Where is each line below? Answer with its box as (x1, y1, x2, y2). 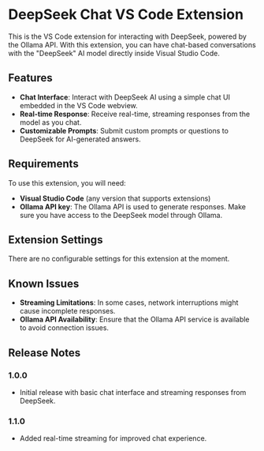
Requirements (8, 157, 79, 171)
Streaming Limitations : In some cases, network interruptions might (19, 298, 239, 307)
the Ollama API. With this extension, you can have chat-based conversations (8, 39, 256, 49)
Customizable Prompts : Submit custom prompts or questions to (19, 126, 229, 135)
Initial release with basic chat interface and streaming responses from (19, 387, 247, 397)
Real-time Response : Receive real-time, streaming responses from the (19, 109, 251, 118)
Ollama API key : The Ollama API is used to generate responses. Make (19, 201, 247, 211)
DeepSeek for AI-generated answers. (19, 134, 141, 144)
